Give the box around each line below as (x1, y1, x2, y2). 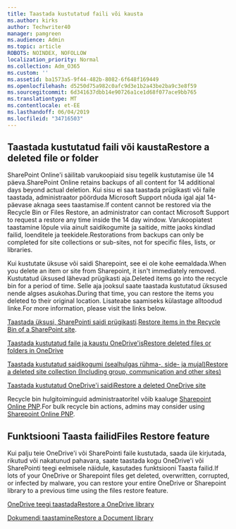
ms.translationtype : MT (7, 96, 77, 103)
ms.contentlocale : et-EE (7, 102, 80, 109)
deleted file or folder (7, 152, 99, 164)
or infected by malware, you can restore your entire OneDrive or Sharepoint (7, 479, 227, 487)
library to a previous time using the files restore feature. (7, 487, 169, 495)
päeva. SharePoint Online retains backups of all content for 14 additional (7, 178, 215, 187)
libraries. (7, 246, 33, 254)
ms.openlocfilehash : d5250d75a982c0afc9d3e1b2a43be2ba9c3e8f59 (7, 82, 197, 89)
